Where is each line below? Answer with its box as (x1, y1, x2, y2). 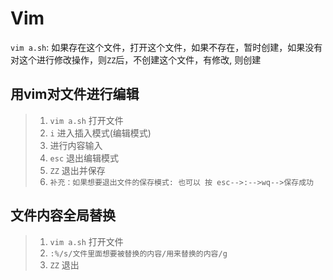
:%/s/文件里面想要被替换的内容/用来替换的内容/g (49, 248, 228, 259)
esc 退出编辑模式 (49, 152, 120, 164)
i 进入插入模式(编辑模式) (49, 127, 152, 139)
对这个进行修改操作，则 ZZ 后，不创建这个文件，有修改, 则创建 (10, 53, 262, 66)
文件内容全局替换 (10, 207, 116, 224)
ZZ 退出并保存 (49, 164, 106, 176)
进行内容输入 (49, 139, 103, 151)
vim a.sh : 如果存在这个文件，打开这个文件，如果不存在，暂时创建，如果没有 (10, 41, 323, 53)
